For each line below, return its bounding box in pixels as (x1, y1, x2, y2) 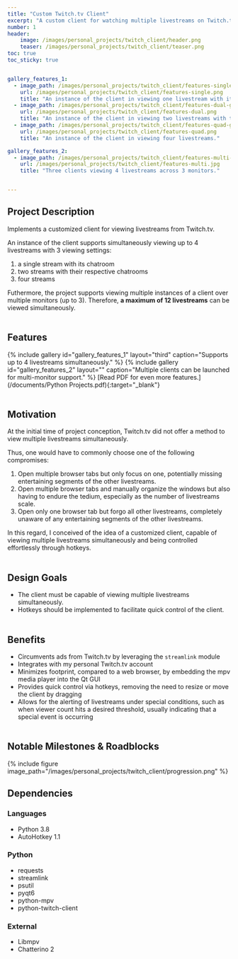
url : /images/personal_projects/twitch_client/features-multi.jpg (20, 161, 220, 168)
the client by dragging (17, 690, 82, 698)
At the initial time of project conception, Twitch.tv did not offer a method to (7, 427, 225, 436)
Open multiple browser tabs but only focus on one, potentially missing (17, 470, 222, 478)
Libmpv (17, 938, 40, 946)
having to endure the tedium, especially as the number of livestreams (17, 492, 220, 501)
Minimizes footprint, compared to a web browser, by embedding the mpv (17, 667, 230, 676)
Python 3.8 (17, 824, 50, 833)
